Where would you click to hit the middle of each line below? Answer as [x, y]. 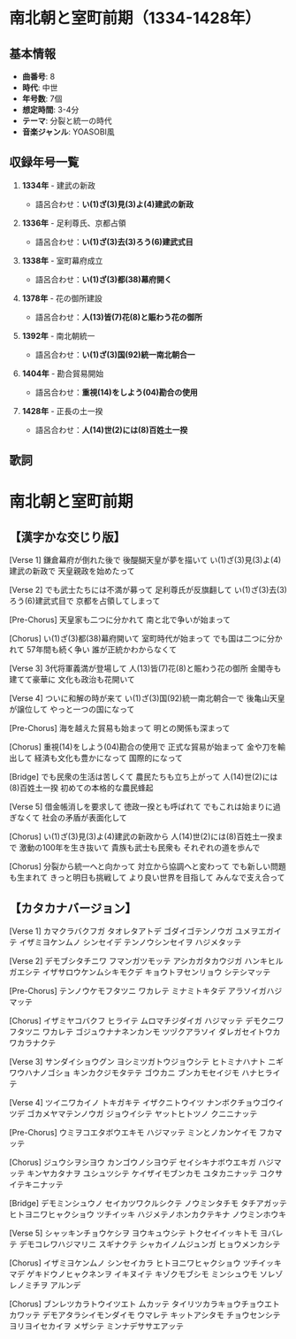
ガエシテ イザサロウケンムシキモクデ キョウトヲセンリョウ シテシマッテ [140, 972]
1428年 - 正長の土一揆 [62, 411]
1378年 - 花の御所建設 [62, 298]
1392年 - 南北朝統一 [58, 335]
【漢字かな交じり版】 [67, 537]
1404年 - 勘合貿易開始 [63, 373]
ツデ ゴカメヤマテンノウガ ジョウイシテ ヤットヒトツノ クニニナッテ [133, 1114]
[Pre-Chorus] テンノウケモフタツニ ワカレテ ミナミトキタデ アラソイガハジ [146, 991]
